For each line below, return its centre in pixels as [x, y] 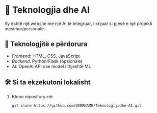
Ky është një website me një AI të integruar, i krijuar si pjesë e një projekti [78, 23]
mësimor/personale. [25, 28]
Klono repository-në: [33, 96]
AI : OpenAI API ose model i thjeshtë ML [51, 66]
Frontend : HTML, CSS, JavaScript [46, 56]
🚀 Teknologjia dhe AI [47, 10]
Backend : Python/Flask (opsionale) [47, 61]
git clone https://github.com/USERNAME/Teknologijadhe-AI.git [77, 105]
